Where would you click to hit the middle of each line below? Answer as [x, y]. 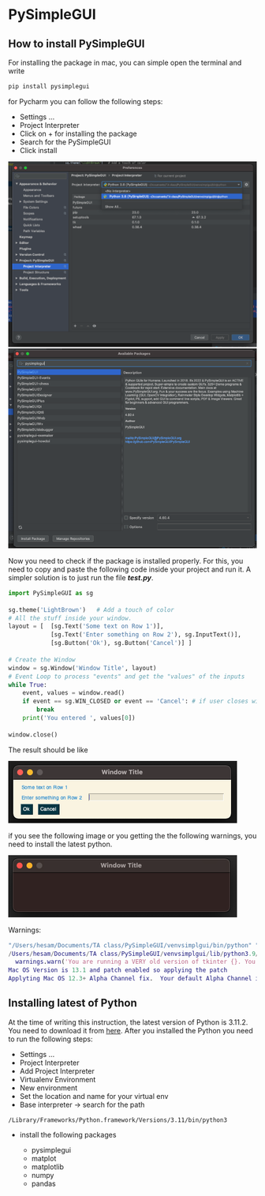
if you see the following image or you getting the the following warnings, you [132, 835]
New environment [49, 1088]
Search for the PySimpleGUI [65, 142]
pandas [44, 1183]
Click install [38, 150]
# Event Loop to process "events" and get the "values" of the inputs [127, 677]
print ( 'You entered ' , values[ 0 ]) [79, 718]
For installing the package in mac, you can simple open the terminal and [125, 62]
